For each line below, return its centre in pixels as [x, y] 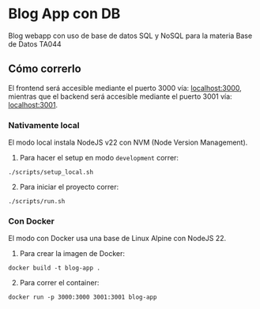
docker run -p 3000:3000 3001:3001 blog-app [83, 297]
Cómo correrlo [45, 69]
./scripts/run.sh [37, 202]
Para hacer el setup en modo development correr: [99, 158]
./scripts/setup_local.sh [51, 172]
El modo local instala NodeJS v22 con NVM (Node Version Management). [128, 142]
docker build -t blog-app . [55, 268]
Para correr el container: [59, 283]
